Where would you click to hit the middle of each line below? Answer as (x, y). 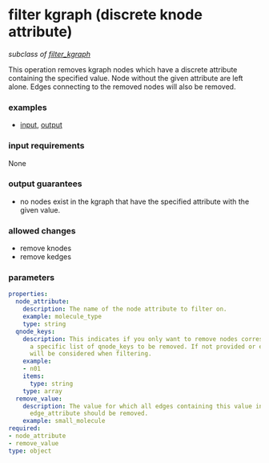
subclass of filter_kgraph (49, 54)
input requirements (46, 146)
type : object (30, 451)
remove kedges (46, 257)
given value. (40, 209)
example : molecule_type (62, 317)
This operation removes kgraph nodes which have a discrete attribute (123, 69)
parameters (31, 278)
